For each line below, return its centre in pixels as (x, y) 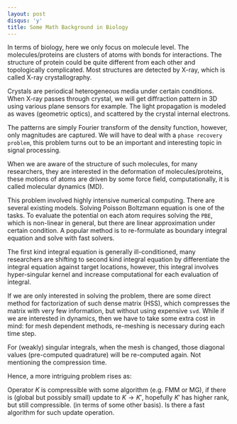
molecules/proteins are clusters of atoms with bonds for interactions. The (115, 55)
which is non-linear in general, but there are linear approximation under (111, 223)
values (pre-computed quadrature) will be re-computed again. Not (104, 355)
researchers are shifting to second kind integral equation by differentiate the (118, 259)
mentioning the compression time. (57, 362)
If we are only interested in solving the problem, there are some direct (109, 296)
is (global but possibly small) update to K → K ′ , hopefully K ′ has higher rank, (118, 398)
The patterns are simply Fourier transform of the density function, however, (117, 128)
